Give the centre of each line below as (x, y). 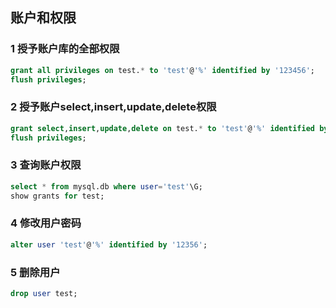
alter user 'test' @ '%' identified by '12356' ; (109, 244)
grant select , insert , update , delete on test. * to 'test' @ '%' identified (162, 128)
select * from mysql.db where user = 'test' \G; (106, 186)
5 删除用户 (35, 272)
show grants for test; (57, 196)
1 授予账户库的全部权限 (65, 49)
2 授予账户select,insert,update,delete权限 (113, 107)
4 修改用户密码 (46, 223)
